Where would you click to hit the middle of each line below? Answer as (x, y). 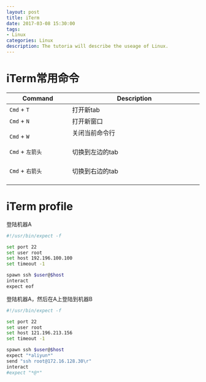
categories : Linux (30, 40)
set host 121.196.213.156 (39, 333)
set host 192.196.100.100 (39, 258)
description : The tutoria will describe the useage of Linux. (87, 47)
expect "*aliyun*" (30, 356)
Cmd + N (19, 121)
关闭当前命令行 (93, 132)
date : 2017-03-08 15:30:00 (41, 23)
